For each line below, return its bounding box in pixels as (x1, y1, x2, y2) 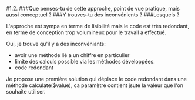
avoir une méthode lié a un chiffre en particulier (14, 52, 130, 58)
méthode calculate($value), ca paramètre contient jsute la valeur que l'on (6, 82, 184, 89)
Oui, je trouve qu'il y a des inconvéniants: (6, 41, 106, 47)
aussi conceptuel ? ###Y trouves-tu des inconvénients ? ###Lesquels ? (6, 11, 180, 18)
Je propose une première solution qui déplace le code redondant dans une (6, 76, 187, 82)
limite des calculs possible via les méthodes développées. (14, 58, 155, 65)
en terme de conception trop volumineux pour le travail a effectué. (6, 29, 167, 36)
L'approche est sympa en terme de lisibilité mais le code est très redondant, (6, 23, 190, 29)
